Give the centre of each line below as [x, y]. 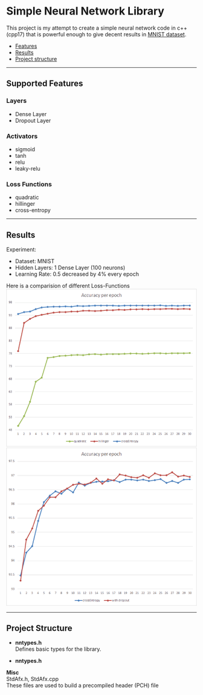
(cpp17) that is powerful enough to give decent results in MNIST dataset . [96, 34]
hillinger [25, 204]
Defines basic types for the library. [58, 649]
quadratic [27, 197]
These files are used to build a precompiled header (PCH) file [82, 685]
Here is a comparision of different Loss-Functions [68, 286]
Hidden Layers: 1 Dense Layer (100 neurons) [70, 268]
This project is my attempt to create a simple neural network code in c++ [97, 28]
